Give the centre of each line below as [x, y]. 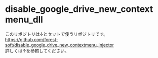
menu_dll [24, 20]
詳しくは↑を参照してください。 [37, 51]
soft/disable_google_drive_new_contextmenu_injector [59, 45]
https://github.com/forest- [32, 39]
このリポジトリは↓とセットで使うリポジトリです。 [57, 34]
